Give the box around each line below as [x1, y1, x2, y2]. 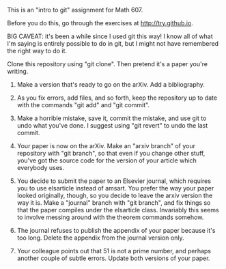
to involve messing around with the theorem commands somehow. [16, 213, 204, 221]
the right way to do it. [7, 47, 67, 55]
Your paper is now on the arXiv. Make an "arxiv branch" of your [16, 142, 196, 150]
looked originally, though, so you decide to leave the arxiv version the [16, 191, 213, 199]
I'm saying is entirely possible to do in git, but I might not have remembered [7, 40, 219, 47]
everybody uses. [16, 164, 65, 171]
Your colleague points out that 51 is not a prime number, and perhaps [16, 247, 212, 255]
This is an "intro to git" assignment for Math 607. [7, 6, 143, 14]
